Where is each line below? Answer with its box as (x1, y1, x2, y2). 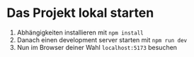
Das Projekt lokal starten (6, 5, 154, 21)
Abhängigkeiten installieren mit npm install (16, 28, 144, 37)
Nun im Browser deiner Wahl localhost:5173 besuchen (16, 43, 178, 51)
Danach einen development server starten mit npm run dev (16, 35, 188, 44)
